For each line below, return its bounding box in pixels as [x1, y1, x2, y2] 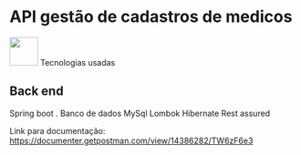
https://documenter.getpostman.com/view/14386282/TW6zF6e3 [9, 135, 254, 146]
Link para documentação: [9, 125, 106, 136]
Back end [9, 84, 64, 99]
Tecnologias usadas [39, 57, 116, 67]
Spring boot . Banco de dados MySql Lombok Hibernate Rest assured [9, 108, 271, 119]
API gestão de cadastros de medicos [9, 6, 293, 27]
